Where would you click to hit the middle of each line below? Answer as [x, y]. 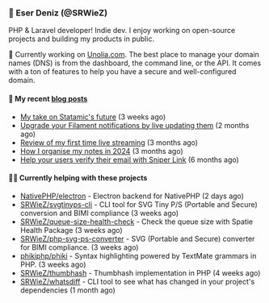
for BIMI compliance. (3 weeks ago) [79, 247]
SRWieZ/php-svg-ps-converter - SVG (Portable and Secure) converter [137, 239]
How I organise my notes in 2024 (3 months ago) [101, 151]
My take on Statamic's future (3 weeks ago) [93, 117]
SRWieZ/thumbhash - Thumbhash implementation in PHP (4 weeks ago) [140, 272]
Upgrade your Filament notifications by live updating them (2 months [134, 125]
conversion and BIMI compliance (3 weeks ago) [99, 213]
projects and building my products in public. [82, 39]
